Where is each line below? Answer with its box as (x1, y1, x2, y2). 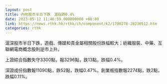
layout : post (5, 7, 32, 12)
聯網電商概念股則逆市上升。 (5, 46, 62, 52)
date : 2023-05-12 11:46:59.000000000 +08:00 (5, 16, 99, 21)
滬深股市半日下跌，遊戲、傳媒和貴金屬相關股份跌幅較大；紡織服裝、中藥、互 (5, 40, 163, 46)
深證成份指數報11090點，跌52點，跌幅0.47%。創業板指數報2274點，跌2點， (5, 68, 163, 74)
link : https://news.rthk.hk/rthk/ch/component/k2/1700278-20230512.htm (5, 21, 157, 26)
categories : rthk (5, 26, 41, 31)
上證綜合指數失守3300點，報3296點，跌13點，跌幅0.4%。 (5, 57, 126, 63)
